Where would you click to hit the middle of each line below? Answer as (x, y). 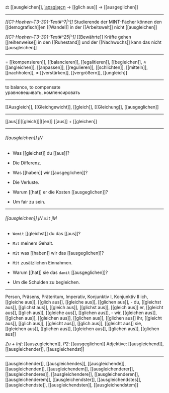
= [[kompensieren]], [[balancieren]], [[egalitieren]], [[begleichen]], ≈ (76, 62)
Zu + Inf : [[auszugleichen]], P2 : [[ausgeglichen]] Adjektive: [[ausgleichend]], (84, 344)
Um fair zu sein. (29, 202)
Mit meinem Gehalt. (33, 243)
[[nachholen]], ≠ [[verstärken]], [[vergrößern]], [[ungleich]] (66, 73)
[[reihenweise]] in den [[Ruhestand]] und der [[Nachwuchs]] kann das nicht (83, 42)
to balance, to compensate (33, 87)
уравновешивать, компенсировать (43, 92)
